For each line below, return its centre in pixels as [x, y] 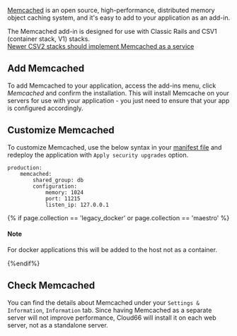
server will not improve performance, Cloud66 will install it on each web [112, 318]
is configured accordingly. [45, 108]
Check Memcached [51, 286]
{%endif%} [24, 263]
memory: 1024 [64, 192]
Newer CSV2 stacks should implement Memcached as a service [101, 46]
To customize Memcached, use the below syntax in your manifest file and [115, 147]
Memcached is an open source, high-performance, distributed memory [111, 10]
